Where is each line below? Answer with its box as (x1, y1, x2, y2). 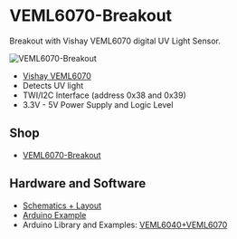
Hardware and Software (9, 176, 147, 191)
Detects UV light (22, 80, 84, 91)
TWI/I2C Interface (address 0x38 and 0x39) (22, 90, 187, 100)
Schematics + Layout (22, 200, 102, 211)
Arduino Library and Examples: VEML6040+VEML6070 (22, 219, 228, 230)
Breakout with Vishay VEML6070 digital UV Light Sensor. (9, 35, 222, 46)
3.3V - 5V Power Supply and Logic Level (22, 99, 174, 110)
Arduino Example (22, 209, 87, 220)
